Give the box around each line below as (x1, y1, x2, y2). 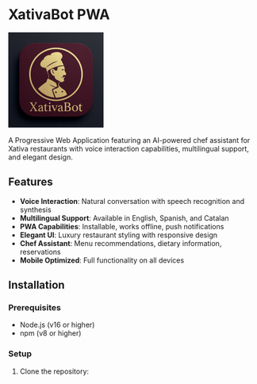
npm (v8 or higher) (19, 328, 82, 338)
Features (8, 175, 53, 189)
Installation (8, 278, 65, 292)
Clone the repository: (19, 367, 90, 376)
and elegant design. (8, 152, 73, 162)
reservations (19, 247, 61, 256)
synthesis (19, 205, 52, 214)
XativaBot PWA (8, 6, 110, 24)
